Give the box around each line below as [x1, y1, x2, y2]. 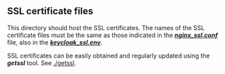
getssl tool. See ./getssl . [7, 58, 76, 67]
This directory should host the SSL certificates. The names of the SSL [7, 23, 205, 32]
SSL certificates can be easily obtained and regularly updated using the [7, 51, 210, 60]
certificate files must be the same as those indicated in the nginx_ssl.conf [7, 31, 218, 39]
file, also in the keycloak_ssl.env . [7, 38, 103, 47]
